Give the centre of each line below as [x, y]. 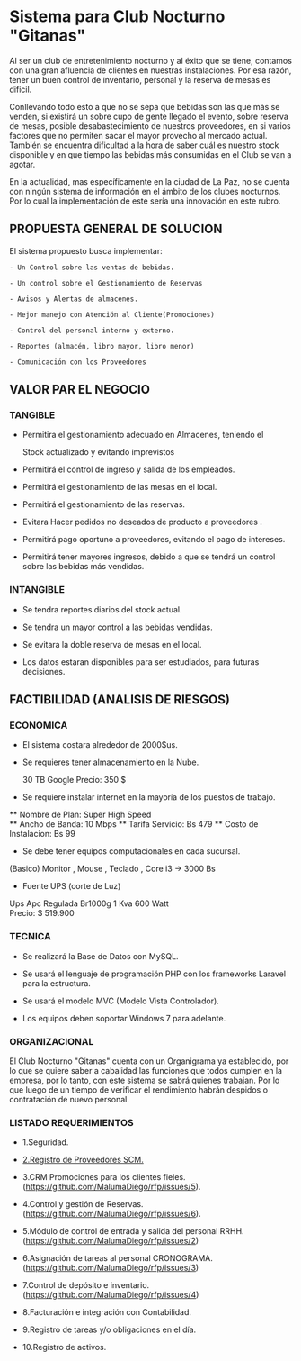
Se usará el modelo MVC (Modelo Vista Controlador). [121, 1001]
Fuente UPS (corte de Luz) [71, 886]
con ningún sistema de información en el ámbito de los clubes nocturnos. [145, 191]
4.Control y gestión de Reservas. [83, 1204]
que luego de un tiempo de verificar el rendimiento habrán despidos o [138, 1090]
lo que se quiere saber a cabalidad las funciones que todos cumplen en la [146, 1071]
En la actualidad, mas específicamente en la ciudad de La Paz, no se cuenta [150, 181]
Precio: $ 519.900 [42, 913]
